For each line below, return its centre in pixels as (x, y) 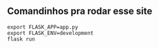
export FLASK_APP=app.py (43, 27)
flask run (21, 39)
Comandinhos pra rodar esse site (80, 11)
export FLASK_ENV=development (51, 33)
